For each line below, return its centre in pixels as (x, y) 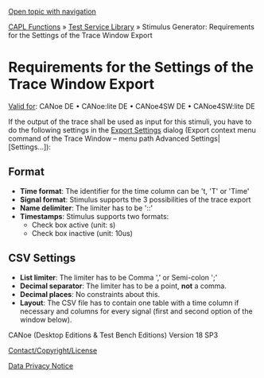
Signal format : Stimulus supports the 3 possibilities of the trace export (135, 199)
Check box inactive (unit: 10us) (82, 233)
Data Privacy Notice (41, 365)
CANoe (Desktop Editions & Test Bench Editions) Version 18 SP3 (113, 335)
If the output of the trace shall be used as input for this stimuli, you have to (130, 121)
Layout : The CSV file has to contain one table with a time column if (129, 303)
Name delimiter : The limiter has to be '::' (86, 208)
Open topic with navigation (52, 12)
